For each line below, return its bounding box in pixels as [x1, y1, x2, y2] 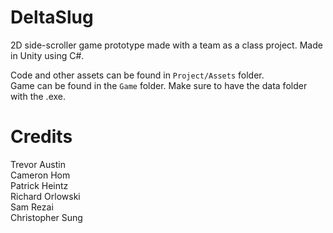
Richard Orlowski [10, 190, 81, 202]
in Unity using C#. [10, 49, 85, 61]
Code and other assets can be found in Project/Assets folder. [10, 69, 265, 81]
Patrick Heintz [10, 179, 69, 191]
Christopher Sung [10, 211, 83, 223]
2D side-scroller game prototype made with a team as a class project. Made [10, 39, 323, 51]
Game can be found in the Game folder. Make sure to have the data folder [10, 79, 308, 91]
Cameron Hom [10, 169, 71, 181]
